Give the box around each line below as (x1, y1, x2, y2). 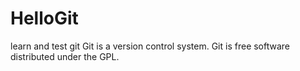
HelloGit (10, 7, 79, 30)
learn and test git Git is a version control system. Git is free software (10, 40, 291, 52)
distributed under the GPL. (10, 50, 120, 62)
